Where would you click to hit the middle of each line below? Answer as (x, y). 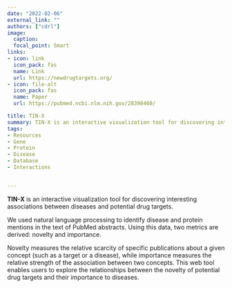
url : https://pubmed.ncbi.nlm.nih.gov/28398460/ (85, 104)
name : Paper (31, 97)
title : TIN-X (26, 116)
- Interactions (29, 167)
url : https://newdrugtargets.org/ (63, 78)
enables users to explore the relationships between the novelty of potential (114, 269)
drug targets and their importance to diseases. (73, 277)
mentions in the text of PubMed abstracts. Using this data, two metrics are (113, 227)
